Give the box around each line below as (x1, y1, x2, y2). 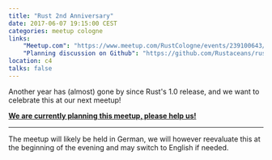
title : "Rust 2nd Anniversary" (8, 11, 114, 20)
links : (8, 34, 31, 43)
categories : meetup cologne (8, 27, 104, 35)
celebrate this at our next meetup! (8, 95, 121, 105)
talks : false (8, 65, 53, 73)
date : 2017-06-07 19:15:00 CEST (8, 19, 117, 27)
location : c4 (8, 57, 53, 65)
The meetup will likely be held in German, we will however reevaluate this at (8, 134, 261, 144)
